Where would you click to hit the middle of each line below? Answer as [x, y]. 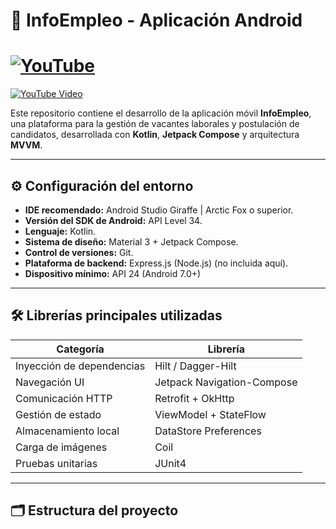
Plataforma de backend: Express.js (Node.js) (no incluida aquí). [156, 263]
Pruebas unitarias [56, 463]
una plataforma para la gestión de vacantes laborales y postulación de [155, 124]
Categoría [80, 349]
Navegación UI [50, 382]
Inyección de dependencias [80, 366]
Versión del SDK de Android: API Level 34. [113, 220]
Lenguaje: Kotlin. [60, 231]
